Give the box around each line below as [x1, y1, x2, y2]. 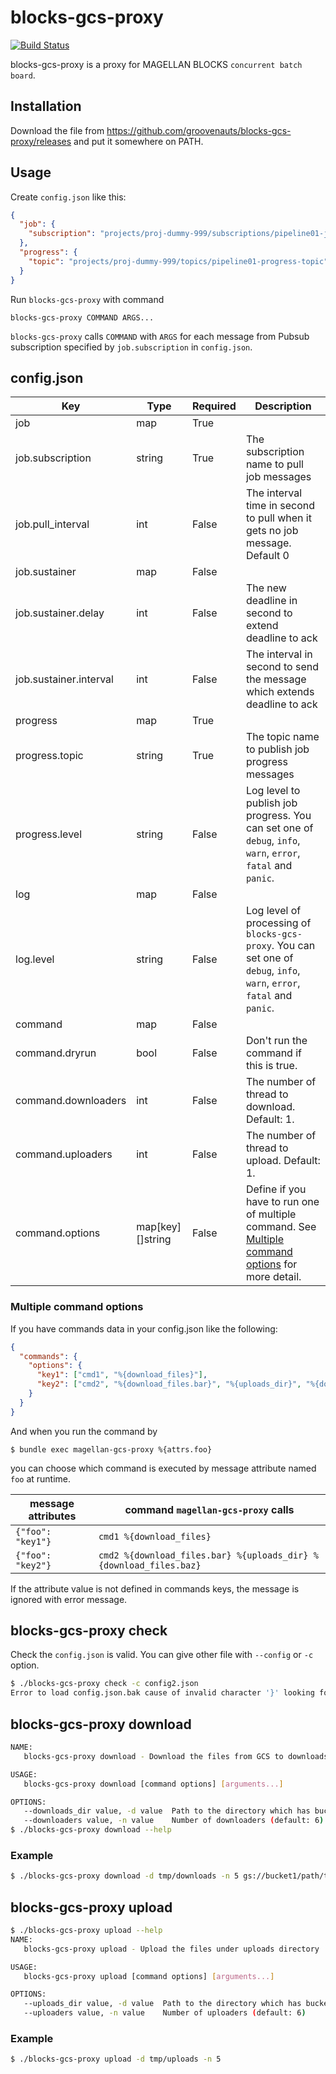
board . [10, 69, 36, 81]
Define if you [245, 1182, 307, 1196]
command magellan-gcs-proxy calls [124, 1502, 295, 1516]
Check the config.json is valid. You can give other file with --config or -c [10, 1649, 314, 1661]
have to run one [245, 1195, 320, 1209]
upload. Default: [245, 1154, 321, 1168]
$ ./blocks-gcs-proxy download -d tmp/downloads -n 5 [10, 1871, 240, 1881]
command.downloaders [15, 1094, 127, 1108]
